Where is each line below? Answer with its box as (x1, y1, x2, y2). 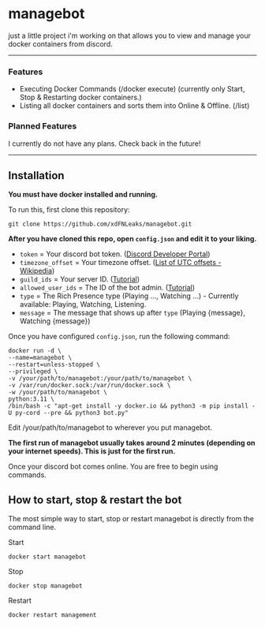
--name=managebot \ (8, 354, 73, 362)
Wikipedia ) (19, 266, 55, 276)
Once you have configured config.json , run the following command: (8, 332, 230, 341)
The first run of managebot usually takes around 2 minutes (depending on (8, 439, 256, 448)
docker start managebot (8, 553, 87, 561)
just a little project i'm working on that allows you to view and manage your (8, 31, 251, 40)
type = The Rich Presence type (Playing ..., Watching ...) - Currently (19, 291, 239, 300)
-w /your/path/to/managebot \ (8, 388, 108, 397)
